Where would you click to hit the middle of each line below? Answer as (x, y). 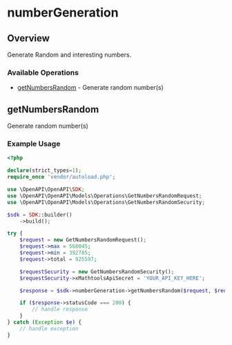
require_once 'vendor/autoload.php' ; (61, 177)
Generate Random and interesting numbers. (69, 55)
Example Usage (34, 144)
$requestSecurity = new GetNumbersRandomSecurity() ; (97, 272)
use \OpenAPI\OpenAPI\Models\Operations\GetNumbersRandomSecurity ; (106, 202)
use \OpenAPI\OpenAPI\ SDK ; (46, 190)
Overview (29, 38)
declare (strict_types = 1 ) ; (44, 170)
